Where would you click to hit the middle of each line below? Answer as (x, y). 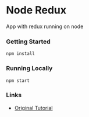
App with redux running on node (45, 26)
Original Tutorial (33, 108)
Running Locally (29, 68)
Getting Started (28, 42)
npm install (20, 54)
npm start (18, 80)
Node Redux (36, 10)
